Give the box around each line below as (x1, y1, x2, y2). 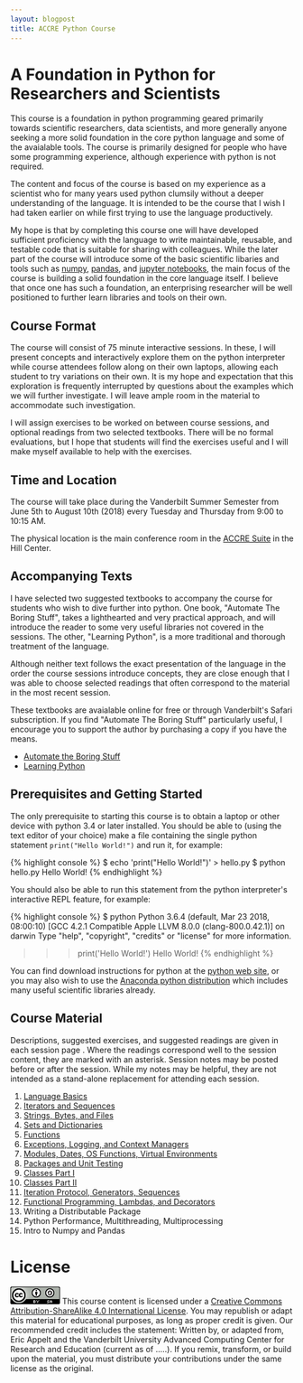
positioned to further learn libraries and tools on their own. (10, 292, 227, 303)
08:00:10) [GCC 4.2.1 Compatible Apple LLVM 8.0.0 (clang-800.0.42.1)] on (10, 920, 285, 931)
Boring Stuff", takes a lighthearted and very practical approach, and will (10, 612, 276, 622)
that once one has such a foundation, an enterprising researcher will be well (10, 283, 293, 294)
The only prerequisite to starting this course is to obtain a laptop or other (10, 810, 280, 821)
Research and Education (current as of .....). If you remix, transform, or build (10, 1344, 292, 1355)
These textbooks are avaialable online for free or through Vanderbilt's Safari (10, 705, 293, 715)
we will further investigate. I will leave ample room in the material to (10, 390, 261, 401)
